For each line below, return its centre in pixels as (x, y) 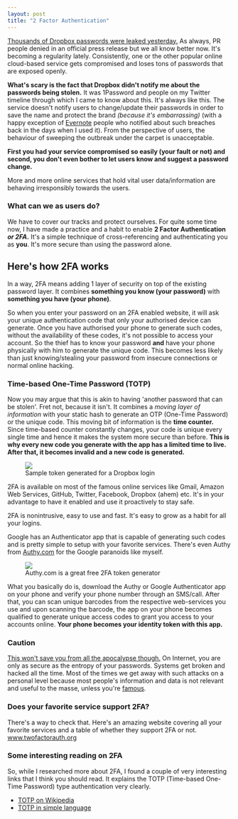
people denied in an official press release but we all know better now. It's (114, 48)
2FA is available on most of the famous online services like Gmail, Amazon (116, 487)
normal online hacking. (41, 365)
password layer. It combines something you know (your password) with (114, 291)
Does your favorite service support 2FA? (79, 707)
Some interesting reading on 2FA (65, 756)
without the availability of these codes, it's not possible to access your (110, 335)
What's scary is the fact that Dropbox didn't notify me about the (104, 85)
